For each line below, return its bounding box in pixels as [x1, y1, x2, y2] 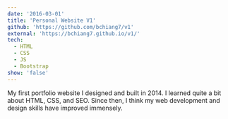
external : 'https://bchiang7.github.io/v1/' [7, 30, 140, 37]
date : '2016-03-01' [7, 10, 65, 18]
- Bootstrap [13, 63, 49, 70]
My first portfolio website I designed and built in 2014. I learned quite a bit [7, 89, 222, 97]
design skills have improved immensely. [7, 104, 123, 112]
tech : [7, 37, 23, 44]
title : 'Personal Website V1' [7, 17, 97, 24]
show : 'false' [7, 69, 49, 76]
